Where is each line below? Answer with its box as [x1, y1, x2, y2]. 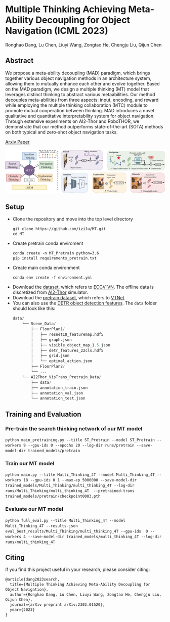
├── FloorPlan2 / [31, 364, 65, 369]
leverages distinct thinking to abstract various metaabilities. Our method [5, 91, 155, 97]
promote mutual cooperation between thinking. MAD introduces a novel [5, 107, 154, 113]
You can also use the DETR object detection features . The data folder [12, 300, 157, 306]
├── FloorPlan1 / [31, 327, 65, 332]
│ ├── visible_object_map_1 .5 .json [31, 342, 110, 347]
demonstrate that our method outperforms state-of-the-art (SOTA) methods [5, 123, 163, 129]
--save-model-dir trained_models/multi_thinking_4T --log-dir [27, 534, 162, 539]
